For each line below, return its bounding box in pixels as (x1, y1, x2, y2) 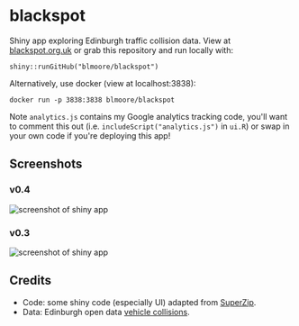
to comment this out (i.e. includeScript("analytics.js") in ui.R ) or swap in (9, 121, 290, 131)
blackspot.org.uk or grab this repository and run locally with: (9, 44, 234, 55)
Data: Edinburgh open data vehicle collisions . (22, 306, 191, 317)
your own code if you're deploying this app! (9, 130, 171, 140)
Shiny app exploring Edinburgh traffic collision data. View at (9, 35, 231, 46)
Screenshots (9, 157, 83, 172)
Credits (9, 273, 52, 288)
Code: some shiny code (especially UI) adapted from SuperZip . (22, 296, 257, 307)
